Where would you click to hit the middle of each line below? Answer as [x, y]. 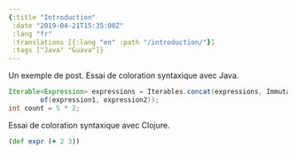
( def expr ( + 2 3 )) [44, 141]
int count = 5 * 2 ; [44, 108]
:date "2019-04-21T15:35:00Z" [68, 26]
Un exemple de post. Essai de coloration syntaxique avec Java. [124, 75]
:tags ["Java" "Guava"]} [58, 50]
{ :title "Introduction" [52, 17]
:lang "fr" [32, 34]
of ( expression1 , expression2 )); [100, 100]
